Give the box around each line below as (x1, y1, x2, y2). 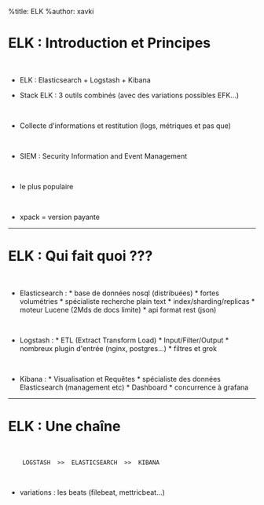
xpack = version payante (19, 212, 101, 221)
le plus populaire (19, 181, 74, 191)
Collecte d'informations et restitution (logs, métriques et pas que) (19, 121, 232, 130)
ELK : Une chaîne (8, 418, 121, 435)
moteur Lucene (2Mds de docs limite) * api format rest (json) (19, 305, 217, 314)
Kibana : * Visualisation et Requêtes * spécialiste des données (19, 374, 222, 383)
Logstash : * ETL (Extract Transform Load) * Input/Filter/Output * (19, 335, 229, 345)
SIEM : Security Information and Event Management (19, 151, 188, 160)
